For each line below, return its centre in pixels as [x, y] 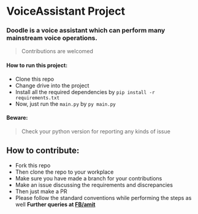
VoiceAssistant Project [66, 11]
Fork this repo [33, 165]
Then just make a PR [41, 191]
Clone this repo [34, 79]
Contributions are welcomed [57, 51]
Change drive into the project [52, 85]
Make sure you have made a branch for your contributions [89, 178]
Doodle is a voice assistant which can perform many [86, 31]
